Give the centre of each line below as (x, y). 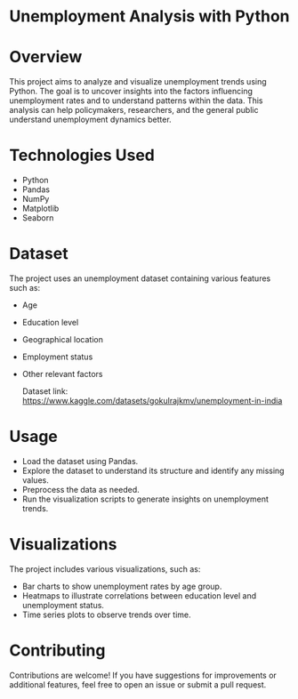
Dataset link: (45, 391)
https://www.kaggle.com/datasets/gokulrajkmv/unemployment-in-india (152, 401)
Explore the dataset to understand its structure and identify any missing (153, 470)
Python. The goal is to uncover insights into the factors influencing (131, 92)
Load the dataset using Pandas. (80, 461)
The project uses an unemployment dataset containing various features (140, 278)
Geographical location (63, 339)
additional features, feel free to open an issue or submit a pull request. (138, 684)
